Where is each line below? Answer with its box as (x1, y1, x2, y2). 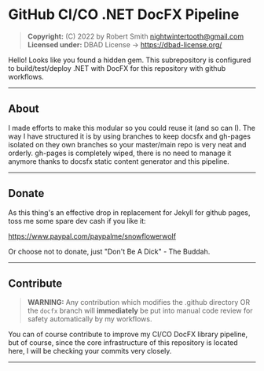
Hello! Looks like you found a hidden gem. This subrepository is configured (8, 55, 251, 65)
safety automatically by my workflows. (27, 314, 152, 324)
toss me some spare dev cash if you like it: (8, 216, 146, 225)
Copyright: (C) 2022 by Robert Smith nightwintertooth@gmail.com (27, 32, 244, 41)
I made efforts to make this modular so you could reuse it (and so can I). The (8, 123, 255, 132)
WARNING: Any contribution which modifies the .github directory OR (27, 298, 251, 307)
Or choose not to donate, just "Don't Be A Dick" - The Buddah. (8, 247, 211, 256)
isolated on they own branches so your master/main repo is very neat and (8, 139, 247, 149)
